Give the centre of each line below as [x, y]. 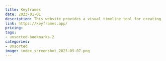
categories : [17, 42]
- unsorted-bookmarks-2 [30, 37]
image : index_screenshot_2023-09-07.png [48, 51]
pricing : [14, 28]
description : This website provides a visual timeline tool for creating [83, 19]
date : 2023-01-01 [23, 14]
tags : [11, 32]
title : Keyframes [23, 10]
